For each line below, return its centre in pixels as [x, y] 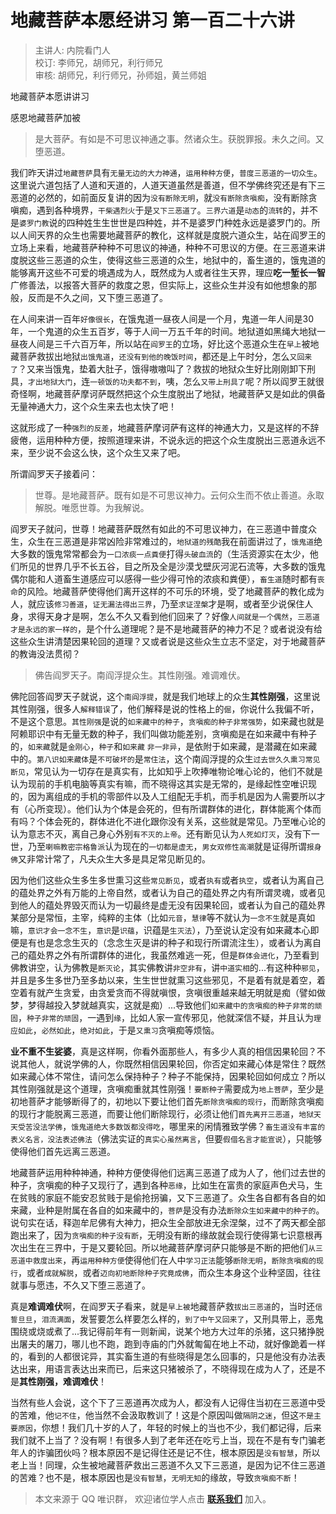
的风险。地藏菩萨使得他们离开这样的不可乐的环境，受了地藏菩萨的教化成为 [171, 591]
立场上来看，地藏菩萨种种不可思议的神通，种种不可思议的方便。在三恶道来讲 [168, 247]
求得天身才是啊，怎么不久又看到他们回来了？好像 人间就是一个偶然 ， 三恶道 [173, 616]
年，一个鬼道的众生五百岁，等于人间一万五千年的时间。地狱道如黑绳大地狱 [163, 331]
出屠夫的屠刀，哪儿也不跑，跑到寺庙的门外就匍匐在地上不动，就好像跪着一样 [168, 1343]
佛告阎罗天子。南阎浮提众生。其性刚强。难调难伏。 [140, 675]
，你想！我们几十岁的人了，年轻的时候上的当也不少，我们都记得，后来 [177, 1427]
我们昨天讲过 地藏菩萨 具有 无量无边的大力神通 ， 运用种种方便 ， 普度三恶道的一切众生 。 [166, 172]
